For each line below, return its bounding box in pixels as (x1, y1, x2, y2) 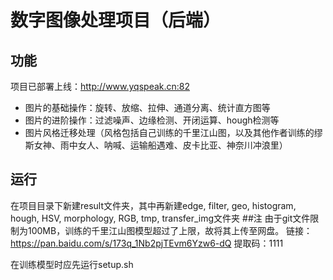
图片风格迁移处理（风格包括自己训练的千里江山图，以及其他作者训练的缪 (24, 127, 323, 138)
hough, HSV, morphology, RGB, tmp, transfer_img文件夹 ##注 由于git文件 (10, 212, 311, 224)
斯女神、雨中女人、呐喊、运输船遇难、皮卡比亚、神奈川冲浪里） (24, 139, 288, 151)
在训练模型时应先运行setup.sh (10, 258, 134, 270)
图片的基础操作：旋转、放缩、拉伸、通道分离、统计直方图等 (24, 102, 271, 113)
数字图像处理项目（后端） (10, 9, 222, 32)
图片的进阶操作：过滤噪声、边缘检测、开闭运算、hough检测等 (24, 114, 280, 126)
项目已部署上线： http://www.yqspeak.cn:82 (10, 81, 191, 92)
